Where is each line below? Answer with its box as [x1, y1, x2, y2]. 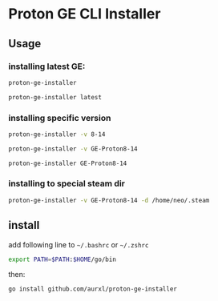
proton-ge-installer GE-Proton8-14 [8, 159, 127, 167]
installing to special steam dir [8, 178, 126, 189]
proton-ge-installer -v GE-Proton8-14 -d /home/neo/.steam [8, 196, 210, 204]
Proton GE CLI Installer [8, 5, 161, 23]
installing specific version [8, 112, 111, 123]
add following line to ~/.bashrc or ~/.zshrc [8, 239, 149, 249]
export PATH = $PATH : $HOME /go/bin [8, 255, 116, 263]
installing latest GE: [8, 61, 86, 72]
